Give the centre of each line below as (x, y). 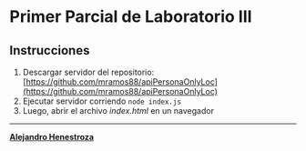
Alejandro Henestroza (51, 137)
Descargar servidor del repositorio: (88, 72)
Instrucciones (50, 50)
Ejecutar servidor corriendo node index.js (102, 101)
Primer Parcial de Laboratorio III (131, 17)
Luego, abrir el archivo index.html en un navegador (118, 111)
